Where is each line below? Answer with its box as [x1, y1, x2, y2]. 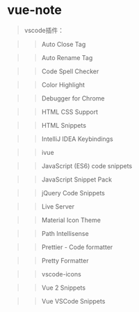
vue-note [7, 2, 63, 18]
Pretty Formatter [41, 256, 89, 265]
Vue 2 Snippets [41, 283, 85, 292]
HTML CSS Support [41, 107, 99, 116]
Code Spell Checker [41, 67, 99, 75]
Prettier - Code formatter [41, 243, 113, 251]
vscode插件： [24, 26, 65, 34]
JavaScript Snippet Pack [41, 175, 113, 184]
